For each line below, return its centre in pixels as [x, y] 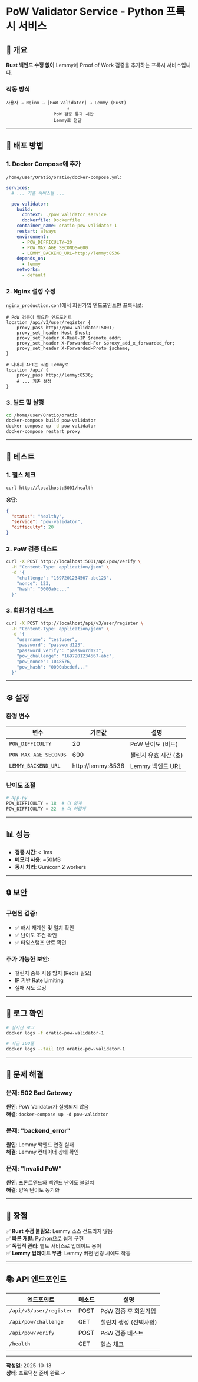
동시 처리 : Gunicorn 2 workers [50, 867]
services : [18, 188]
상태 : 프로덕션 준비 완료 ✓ [36, 1373]
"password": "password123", [51, 645]
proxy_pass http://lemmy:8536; [55, 375]
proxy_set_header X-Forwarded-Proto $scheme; [74, 348]
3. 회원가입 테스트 [30, 611]
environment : [33, 237]
